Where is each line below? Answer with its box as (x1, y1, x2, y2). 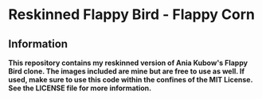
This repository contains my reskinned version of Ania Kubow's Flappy (8, 58, 248, 67)
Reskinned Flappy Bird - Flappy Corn (8, 6, 255, 24)
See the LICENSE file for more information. (8, 83, 152, 93)
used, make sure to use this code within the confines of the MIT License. (8, 75, 253, 84)
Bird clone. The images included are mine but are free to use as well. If (8, 67, 245, 76)
